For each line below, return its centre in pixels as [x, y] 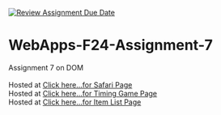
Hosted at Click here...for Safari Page [70, 84]
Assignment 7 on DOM [46, 67]
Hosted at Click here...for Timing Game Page [83, 93]
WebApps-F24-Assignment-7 [110, 45]
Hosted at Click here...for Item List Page [75, 102]
